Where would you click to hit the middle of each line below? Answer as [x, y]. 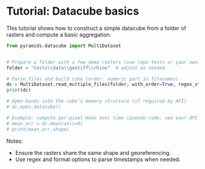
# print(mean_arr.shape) [38, 129]
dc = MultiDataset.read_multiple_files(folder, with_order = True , [91, 84]
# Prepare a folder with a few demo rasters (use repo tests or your [97, 62]
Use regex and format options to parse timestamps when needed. [98, 159]
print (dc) [19, 90]
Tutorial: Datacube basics [73, 11]
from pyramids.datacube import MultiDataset [64, 46]
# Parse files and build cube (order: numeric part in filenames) [92, 79]
